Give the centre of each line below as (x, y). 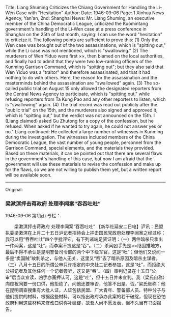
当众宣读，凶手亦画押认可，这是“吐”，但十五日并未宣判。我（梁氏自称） (91, 277)
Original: (14, 190)
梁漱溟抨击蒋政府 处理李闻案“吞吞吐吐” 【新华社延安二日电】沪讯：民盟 (89, 226)
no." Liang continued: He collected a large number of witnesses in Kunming (84, 132)
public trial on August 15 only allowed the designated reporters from (90, 88)
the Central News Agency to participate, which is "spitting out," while (78, 94)
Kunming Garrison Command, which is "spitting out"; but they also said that (84, 67)
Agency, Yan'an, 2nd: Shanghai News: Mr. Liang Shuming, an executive (80, 18)
